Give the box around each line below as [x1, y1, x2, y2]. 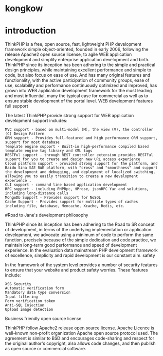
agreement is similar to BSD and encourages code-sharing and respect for [5, 336, 155, 341]
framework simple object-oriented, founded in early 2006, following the [5, 47, 148, 52]
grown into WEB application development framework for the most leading [5, 88, 152, 94]
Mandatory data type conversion [5, 290, 71, 295]
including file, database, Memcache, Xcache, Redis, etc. [5, 203, 125, 209]
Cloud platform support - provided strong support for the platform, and [5, 161, 158, 166]
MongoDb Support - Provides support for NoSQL [5, 195, 101, 200]
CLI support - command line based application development [5, 183, 127, 187]
